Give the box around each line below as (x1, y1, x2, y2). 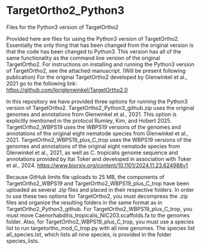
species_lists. (6, 237, 40, 244)
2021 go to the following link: (6, 79, 77, 87)
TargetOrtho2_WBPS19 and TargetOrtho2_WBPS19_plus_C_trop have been (6, 180, 190, 187)
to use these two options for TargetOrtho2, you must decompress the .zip (6, 192, 188, 200)
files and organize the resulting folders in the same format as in (6, 199, 163, 206)
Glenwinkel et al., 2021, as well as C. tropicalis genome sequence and (6, 148, 178, 156)
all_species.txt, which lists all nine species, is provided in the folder (6, 231, 172, 238)
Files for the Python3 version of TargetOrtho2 (6, 23, 119, 31)
